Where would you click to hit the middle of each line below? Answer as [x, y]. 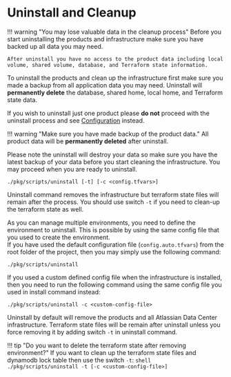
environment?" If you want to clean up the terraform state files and [102, 352]
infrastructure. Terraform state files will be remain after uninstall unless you [114, 325]
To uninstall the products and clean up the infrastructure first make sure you [115, 78]
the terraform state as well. [46, 209]
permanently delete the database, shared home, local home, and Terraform [115, 92]
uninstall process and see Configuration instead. [76, 120]
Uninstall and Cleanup [72, 13]
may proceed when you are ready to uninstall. [72, 169]
